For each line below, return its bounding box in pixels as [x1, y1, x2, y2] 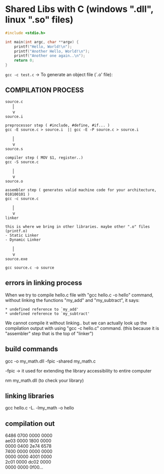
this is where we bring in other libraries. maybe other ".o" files [5, 224, 150, 229]
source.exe [5, 256, 28, 262]
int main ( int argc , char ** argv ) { [5, 39, 79, 44]
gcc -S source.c [5, 159, 39, 165]
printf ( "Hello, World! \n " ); [14, 44, 72, 49]
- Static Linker [5, 233, 39, 238]
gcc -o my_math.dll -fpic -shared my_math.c [5, 358, 96, 364]
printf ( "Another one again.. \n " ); [14, 53, 85, 58]
